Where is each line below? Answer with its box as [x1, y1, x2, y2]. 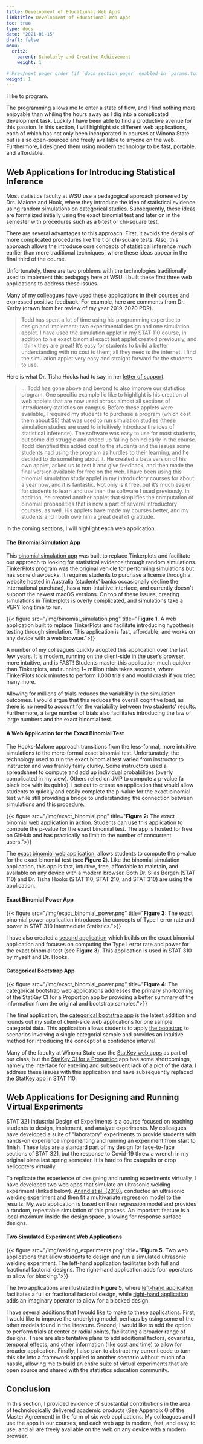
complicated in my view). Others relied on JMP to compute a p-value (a [6, 775, 184, 782]
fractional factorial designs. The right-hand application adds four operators [6, 1266, 193, 1273]
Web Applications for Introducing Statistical [6, 167, 175, 177]
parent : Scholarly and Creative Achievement [17, 54, 131, 60]
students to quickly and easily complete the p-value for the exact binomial [6, 788, 191, 795]
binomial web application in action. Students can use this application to [6, 819, 183, 826]
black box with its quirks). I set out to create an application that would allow [6, 781, 194, 789]
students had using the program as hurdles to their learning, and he [21, 449, 189, 457]
